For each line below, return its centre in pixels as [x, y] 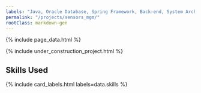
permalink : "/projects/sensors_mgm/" [53, 17]
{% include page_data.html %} [43, 40]
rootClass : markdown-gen [37, 23]
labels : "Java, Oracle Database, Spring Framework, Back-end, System [94, 12]
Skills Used [27, 70]
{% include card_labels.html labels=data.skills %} [67, 85]
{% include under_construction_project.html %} [64, 51]
